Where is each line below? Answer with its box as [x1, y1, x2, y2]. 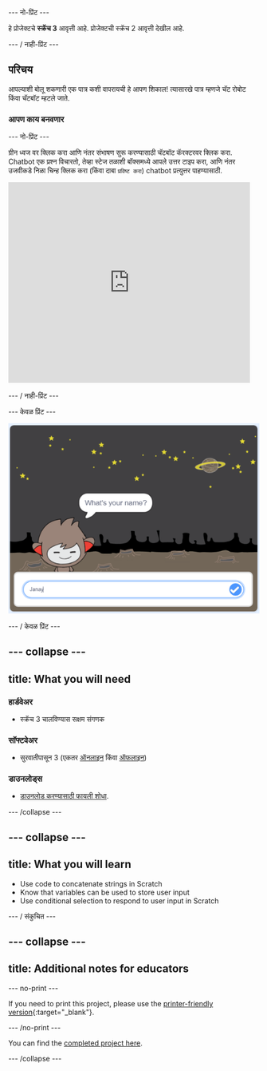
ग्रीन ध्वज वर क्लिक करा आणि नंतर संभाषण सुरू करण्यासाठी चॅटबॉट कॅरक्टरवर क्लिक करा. [8, 148, 233, 157]
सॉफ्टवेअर [8, 735, 38, 746]
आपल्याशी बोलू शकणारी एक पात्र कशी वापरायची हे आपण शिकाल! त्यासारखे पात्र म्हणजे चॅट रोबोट [8, 84, 246, 93]
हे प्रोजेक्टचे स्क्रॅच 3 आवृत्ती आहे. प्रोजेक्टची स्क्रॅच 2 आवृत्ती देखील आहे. [8, 24, 185, 33]
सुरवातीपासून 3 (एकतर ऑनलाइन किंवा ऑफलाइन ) [19, 753, 147, 763]
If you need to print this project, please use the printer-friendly [8, 998, 214, 1008]
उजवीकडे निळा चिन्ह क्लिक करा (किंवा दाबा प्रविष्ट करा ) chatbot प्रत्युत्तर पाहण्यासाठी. [8, 166, 223, 176]
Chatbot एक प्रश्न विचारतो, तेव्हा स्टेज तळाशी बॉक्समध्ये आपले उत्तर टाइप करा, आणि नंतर [8, 157, 236, 167]
